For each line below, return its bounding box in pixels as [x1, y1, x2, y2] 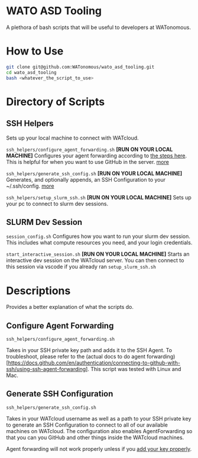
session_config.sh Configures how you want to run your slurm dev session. [6, 233, 191, 240]
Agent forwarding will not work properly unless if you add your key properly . [6, 445, 192, 452]
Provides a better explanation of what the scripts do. [6, 304, 134, 311]
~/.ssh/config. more [6, 182, 54, 189]
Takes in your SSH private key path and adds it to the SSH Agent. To [6, 347, 173, 354]
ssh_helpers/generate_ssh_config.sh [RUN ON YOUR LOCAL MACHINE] [6, 170, 183, 177]
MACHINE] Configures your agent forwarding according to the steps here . [6, 152, 187, 159]
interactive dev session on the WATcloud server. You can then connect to [6, 257, 184, 264]
